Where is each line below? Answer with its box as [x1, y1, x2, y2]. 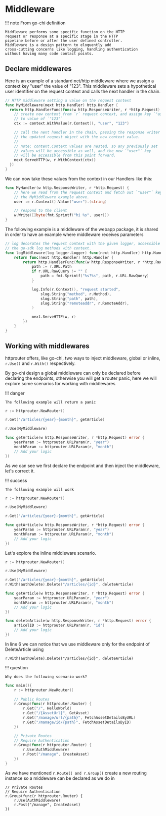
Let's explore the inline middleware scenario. [5, 550, 96, 556]
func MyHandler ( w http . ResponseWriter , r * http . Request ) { [5, 185, 129, 190]
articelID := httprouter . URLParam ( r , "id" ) [14, 623, 105, 628]
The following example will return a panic [5, 400, 96, 405]
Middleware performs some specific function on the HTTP [5, 29, 125, 34]
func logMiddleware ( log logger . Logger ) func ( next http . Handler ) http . [5, 250, 154, 255]
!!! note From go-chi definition [5, 20, 66, 26]
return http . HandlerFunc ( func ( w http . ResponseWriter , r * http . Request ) [9, 107, 161, 112]
